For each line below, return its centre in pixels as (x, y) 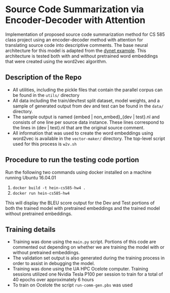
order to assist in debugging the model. (54, 263)
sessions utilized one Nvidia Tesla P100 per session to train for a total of (88, 274)
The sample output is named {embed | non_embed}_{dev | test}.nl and (86, 117)
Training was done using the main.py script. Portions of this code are (84, 242)
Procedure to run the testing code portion (72, 160)
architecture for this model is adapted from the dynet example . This (76, 50)
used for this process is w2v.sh (45, 144)
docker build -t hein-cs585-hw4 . (49, 188)
